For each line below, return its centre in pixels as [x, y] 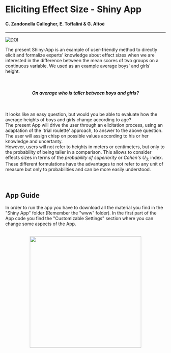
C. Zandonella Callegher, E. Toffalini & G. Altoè [55, 23]
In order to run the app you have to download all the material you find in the [84, 208]
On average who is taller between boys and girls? [85, 93]
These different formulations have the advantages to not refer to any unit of [84, 164]
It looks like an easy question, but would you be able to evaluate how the [81, 114]
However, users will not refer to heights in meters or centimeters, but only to [85, 147]
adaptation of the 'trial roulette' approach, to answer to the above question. [84, 130]
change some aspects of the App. [41, 224]
